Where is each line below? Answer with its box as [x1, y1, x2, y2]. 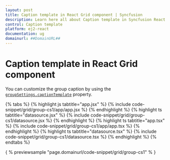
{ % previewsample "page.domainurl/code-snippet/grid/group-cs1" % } [5, 149, 156, 155]
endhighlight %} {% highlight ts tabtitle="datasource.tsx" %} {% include [5, 128, 157, 134]
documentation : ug [5, 31, 44, 36]
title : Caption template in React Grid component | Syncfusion [5, 12, 143, 17]
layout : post [5, 7, 33, 13]
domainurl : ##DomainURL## [5, 36, 60, 41]
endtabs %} [5, 139, 31, 145]
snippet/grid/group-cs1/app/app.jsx [5, 106, 80, 112]
